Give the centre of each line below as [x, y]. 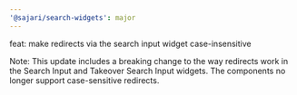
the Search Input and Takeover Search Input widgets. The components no [148, 71]
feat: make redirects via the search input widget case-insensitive [130, 43]
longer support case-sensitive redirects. [84, 80]
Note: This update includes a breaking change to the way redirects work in [149, 61]
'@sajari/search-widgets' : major [73, 18]
